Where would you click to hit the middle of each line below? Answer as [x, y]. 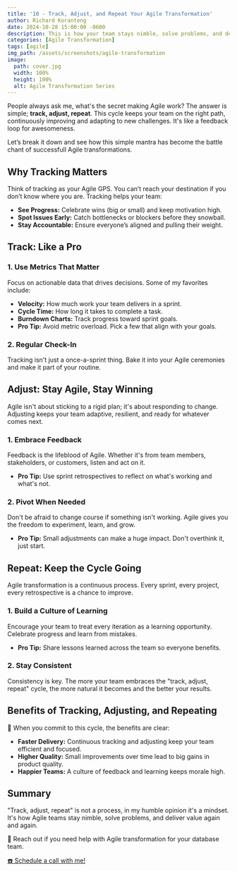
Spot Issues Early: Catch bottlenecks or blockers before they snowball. [121, 218]
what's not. [34, 484]
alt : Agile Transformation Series [64, 86]
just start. [31, 546]
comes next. [25, 421]
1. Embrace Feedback [45, 439]
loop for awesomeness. [41, 128]
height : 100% [33, 79]
